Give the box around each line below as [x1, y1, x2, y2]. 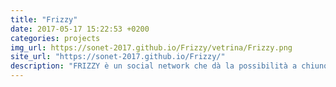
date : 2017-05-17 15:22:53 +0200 [10, 24, 150, 34]
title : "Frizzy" [10, 14, 78, 25]
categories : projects [10, 33, 101, 43]
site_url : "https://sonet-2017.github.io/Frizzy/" [10, 52, 226, 62]
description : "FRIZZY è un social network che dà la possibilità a [10, 61, 298, 71]
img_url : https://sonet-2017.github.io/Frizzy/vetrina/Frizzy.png [10, 42, 293, 53]
